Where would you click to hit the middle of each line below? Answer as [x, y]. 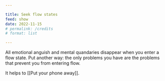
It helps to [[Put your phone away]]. [42, 73]
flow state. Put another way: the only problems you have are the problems [82, 58]
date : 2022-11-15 [24, 24]
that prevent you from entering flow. [43, 63]
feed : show [17, 19]
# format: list [21, 34]
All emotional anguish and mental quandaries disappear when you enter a [82, 52]
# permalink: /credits [29, 29]
